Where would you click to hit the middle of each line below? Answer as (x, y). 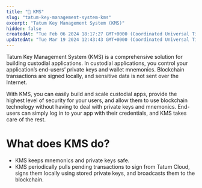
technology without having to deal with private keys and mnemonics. (91, 107)
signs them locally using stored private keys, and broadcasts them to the (105, 173)
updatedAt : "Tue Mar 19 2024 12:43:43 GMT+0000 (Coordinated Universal (98, 40)
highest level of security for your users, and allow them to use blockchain (97, 100)
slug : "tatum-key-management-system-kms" (59, 17)
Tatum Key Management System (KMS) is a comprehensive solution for (94, 57)
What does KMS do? (58, 144)
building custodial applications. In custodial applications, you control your (97, 63)
